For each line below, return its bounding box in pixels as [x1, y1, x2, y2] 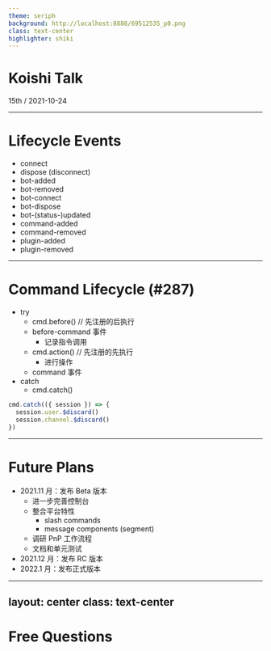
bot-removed [19, 184, 65, 194]
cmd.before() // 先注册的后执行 [31, 317, 135, 327]
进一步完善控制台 [31, 496, 90, 505]
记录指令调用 [44, 337, 87, 347]
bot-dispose [19, 201, 61, 211]
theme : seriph [8, 11, 56, 20]
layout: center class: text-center [8, 595, 175, 609]
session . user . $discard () [15, 408, 99, 416]
